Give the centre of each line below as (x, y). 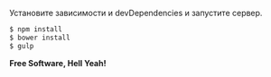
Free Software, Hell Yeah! (58, 63)
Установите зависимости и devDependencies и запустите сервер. (136, 13)
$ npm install (36, 30)
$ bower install (40, 38)
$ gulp (22, 46)
